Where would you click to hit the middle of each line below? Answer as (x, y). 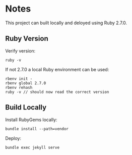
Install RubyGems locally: (31, 120)
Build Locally (26, 107)
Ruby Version (27, 39)
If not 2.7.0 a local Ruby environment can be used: (57, 69)
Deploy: (13, 138)
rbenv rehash (19, 87)
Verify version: (20, 50)
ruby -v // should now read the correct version (57, 92)
